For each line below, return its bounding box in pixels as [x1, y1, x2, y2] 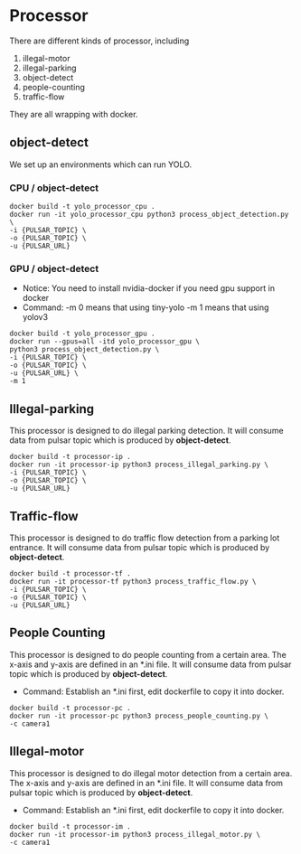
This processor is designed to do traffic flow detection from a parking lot [9, 532, 280, 543]
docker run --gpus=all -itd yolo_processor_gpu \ [9, 337, 201, 346]
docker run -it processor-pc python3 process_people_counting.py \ [9, 711, 269, 720]
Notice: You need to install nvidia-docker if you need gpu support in [22, 283, 276, 294]
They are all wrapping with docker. [9, 108, 138, 119]
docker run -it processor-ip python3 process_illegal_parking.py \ [9, 460, 269, 470]
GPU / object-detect [9, 262, 99, 275]
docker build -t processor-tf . [9, 568, 131, 578]
